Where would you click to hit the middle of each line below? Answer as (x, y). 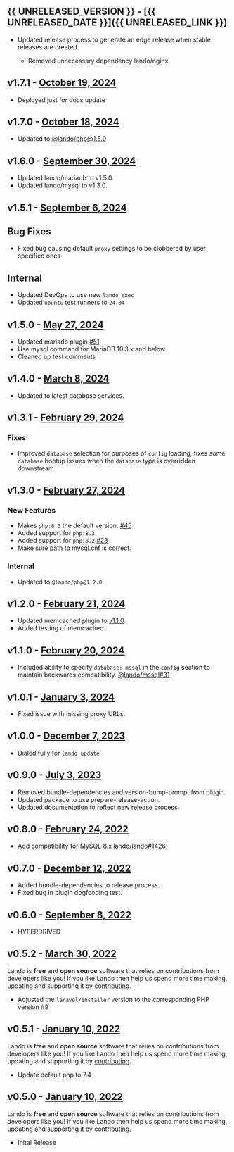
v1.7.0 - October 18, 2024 (63, 122)
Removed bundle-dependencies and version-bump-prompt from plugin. (122, 792)
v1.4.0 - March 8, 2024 (58, 378)
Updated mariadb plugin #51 (58, 342)
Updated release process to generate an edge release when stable (114, 39)
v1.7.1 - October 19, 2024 (62, 83)
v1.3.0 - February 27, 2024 (66, 490)
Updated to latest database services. (71, 395)
